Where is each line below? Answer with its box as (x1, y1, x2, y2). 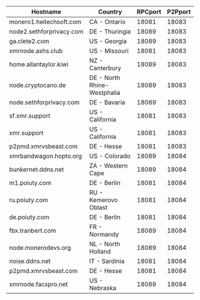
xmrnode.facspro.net (9, 280, 68, 288)
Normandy (89, 230, 119, 238)
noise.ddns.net (9, 257, 51, 265)
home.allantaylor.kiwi (9, 60, 68, 68)
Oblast (89, 203, 108, 211)
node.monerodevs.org (9, 244, 71, 252)
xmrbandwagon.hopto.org (9, 152, 82, 160)
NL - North (89, 240, 120, 248)
